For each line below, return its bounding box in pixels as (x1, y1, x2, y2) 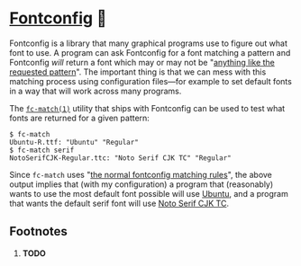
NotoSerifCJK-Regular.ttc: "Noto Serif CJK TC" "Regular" (9, 153, 232, 163)
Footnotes (9, 224, 68, 239)
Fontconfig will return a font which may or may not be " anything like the (9, 57, 275, 67)
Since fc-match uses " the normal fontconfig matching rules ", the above (9, 169, 273, 180)
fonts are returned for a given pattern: (9, 112, 150, 123)
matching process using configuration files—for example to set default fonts (9, 75, 293, 86)
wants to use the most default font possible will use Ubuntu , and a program (9, 188, 288, 199)
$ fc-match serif (9, 146, 75, 155)
